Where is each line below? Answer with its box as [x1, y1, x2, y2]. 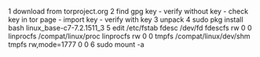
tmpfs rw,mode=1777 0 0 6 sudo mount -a [8, 40, 145, 49]
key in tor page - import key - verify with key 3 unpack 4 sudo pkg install [8, 15, 244, 24]
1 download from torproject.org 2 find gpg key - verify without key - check [8, 7, 249, 16]
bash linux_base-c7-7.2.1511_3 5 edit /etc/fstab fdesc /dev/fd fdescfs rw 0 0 [8, 23, 252, 32]
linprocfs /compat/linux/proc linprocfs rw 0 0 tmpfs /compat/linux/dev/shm [8, 31, 251, 41]
